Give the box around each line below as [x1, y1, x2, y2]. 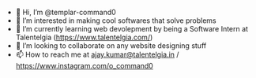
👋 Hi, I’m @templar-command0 [15, 8, 116, 17]
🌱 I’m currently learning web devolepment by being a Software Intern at [15, 24, 249, 33]
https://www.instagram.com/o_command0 [15, 61, 154, 70]
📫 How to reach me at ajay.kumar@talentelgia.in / [15, 50, 179, 59]
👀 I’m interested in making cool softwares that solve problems [15, 16, 216, 25]
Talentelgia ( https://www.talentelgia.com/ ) [15, 32, 153, 42]
